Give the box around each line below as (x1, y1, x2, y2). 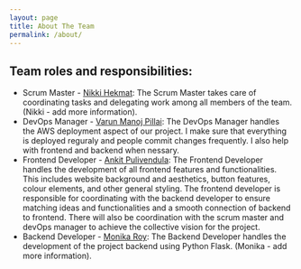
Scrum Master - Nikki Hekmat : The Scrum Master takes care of (22, 88, 257, 98)
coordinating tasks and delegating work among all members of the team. (22, 97, 293, 108)
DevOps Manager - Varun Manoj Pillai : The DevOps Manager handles (22, 116, 280, 127)
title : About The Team (9, 22, 95, 31)
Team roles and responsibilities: (9, 63, 193, 79)
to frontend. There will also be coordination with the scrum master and (22, 212, 284, 223)
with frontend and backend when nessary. (22, 145, 180, 156)
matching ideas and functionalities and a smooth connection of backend (22, 202, 291, 213)
